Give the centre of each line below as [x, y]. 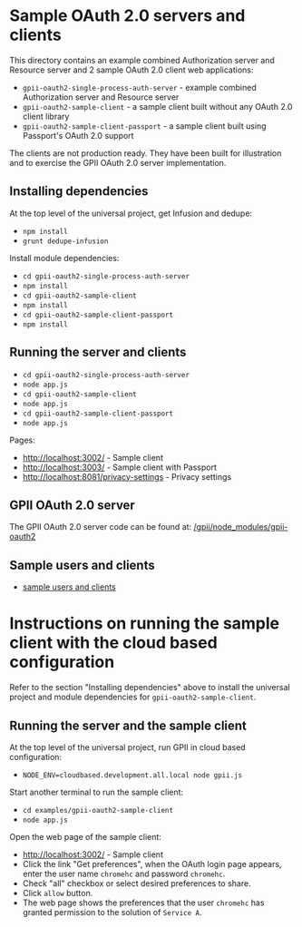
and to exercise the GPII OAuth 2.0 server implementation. [118, 162]
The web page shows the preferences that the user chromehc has [143, 903]
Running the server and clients [98, 352]
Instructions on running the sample [145, 624]
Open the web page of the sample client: [85, 836]
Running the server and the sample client [128, 725]
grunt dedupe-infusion [65, 241]
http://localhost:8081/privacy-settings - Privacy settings [127, 476]
